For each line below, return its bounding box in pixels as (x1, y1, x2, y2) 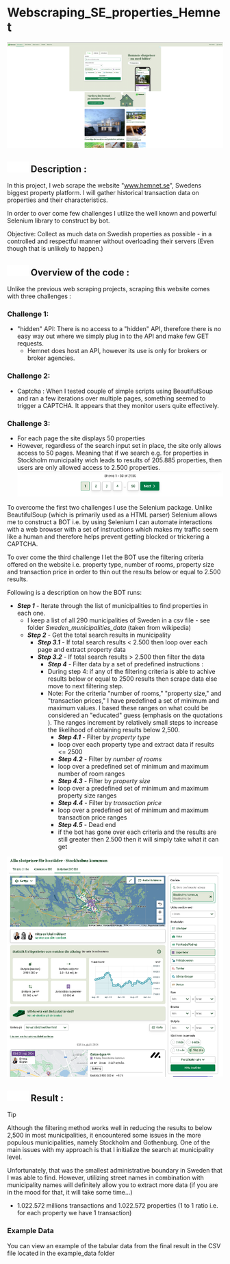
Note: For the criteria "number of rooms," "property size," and (47, 689, 222, 697)
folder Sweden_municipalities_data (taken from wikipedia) (27, 623, 192, 631)
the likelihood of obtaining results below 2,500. (47, 725, 180, 734)
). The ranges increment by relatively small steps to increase (47, 718, 218, 726)
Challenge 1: (7, 309, 49, 319)
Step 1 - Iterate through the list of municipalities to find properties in (16, 601, 209, 609)
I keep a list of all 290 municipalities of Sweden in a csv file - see (27, 616, 211, 624)
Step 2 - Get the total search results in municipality (27, 631, 171, 639)
